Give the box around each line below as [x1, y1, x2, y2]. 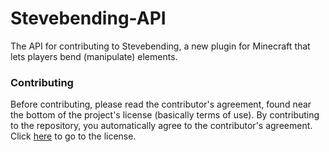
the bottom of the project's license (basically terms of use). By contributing [10, 109, 320, 121]
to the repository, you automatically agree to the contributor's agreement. [10, 120, 313, 132]
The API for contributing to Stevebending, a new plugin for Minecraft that [10, 40, 311, 52]
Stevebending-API [10, 7, 167, 30]
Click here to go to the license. [10, 130, 137, 142]
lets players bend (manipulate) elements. [10, 50, 178, 62]
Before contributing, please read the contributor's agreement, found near [10, 98, 312, 111]
